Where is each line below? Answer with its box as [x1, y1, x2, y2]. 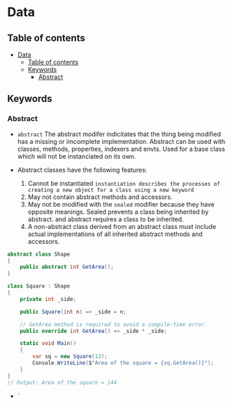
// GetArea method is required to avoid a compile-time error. [20, 321, 208, 328]
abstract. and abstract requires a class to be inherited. [27, 214, 184, 223]
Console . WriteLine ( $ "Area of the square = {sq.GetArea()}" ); [32, 360, 215, 367]
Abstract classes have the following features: [17, 165, 147, 174]
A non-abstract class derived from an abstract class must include [27, 222, 217, 230]
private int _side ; [20, 295, 77, 302]
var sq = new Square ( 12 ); [32, 353, 108, 360]
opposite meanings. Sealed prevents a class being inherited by [27, 207, 209, 216]
